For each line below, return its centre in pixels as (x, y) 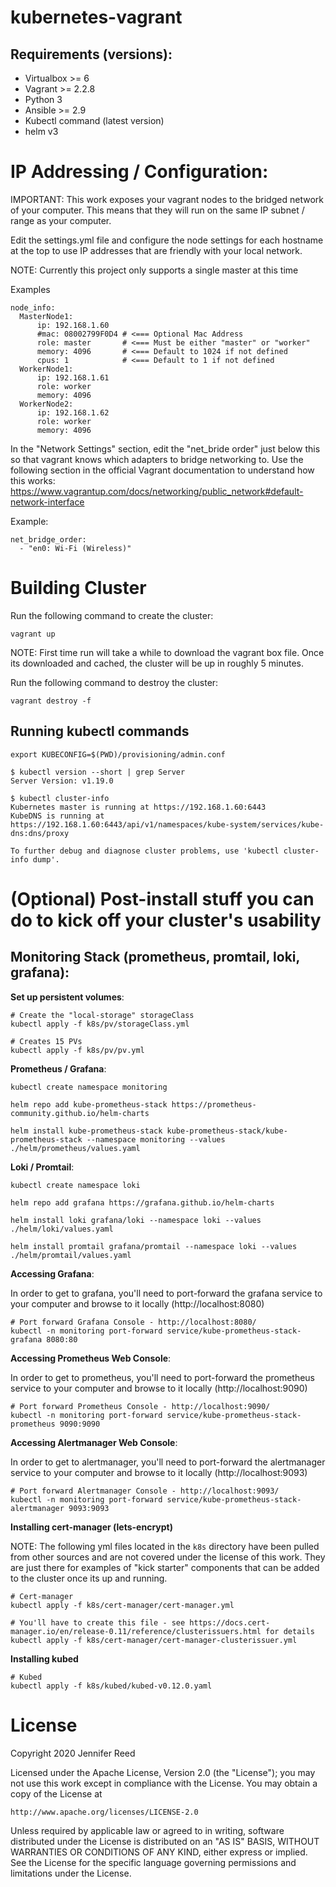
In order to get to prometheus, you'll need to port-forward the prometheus (163, 1377)
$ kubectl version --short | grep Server (98, 772)
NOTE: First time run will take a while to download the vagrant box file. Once (167, 652)
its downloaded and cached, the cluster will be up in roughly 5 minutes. (157, 663)
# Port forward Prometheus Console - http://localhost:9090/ (140, 1406)
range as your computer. (61, 220)
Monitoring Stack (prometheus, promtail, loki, (155, 957)
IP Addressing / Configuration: (139, 172)
